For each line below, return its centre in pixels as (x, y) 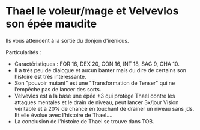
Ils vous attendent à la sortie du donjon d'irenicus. (67, 40)
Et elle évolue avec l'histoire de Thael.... (63, 115)
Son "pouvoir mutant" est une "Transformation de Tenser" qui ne (95, 83)
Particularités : (23, 52)
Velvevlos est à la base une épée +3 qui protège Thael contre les (95, 96)
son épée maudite (51, 24)
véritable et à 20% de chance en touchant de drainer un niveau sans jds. (104, 108)
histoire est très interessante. (50, 76)
